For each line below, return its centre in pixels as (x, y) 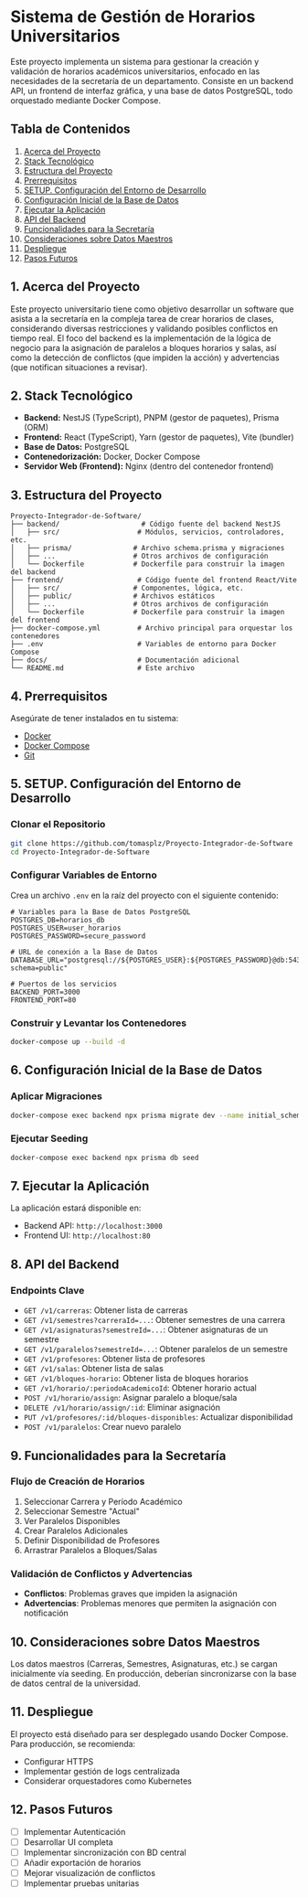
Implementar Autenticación (74, 1831)
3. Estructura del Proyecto (86, 495)
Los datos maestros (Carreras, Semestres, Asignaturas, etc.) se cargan (144, 1663)
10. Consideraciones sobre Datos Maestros (135, 1642)
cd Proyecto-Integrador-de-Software (80, 852)
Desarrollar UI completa (68, 1842)
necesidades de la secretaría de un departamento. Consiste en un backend (152, 80)
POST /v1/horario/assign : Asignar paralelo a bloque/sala (130, 1398)
